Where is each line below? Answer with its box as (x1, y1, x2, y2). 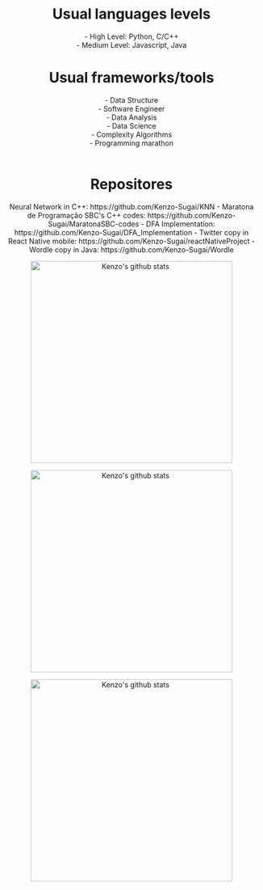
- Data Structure (104, 95, 159, 105)
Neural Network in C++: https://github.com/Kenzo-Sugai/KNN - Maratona (9, 201, 254, 211)
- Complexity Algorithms (90, 129, 173, 139)
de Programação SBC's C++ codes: (27, 210, 146, 220)
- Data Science (106, 120, 157, 130)
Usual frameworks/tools (48, 69, 215, 87)
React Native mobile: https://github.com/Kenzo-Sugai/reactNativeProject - (7, 236, 256, 246)
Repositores (90, 175, 173, 194)
